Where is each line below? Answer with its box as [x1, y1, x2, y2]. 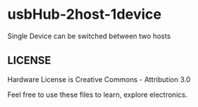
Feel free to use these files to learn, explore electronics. [7, 90, 188, 99]
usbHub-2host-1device [7, 5, 162, 23]
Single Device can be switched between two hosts [7, 31, 171, 41]
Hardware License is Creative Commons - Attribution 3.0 [7, 74, 191, 84]
